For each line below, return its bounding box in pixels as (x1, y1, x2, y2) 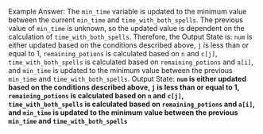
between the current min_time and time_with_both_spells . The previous (8, 15, 244, 25)
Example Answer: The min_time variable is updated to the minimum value (8, 7, 247, 16)
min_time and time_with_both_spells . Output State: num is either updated (8, 75, 246, 83)
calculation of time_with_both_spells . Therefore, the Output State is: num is (8, 32, 253, 41)
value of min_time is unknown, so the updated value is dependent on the (8, 24, 245, 33)
